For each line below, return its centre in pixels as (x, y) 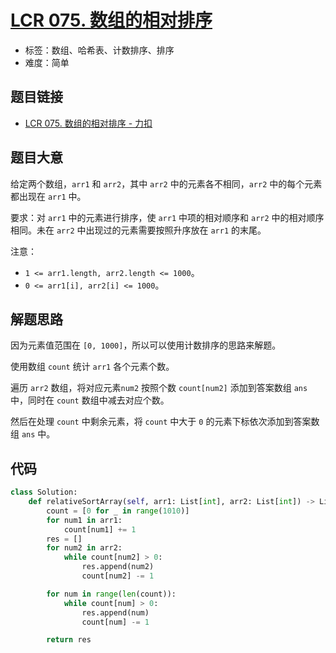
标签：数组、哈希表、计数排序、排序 (99, 50)
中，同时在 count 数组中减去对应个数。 (90, 400)
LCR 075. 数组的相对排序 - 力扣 (88, 123)
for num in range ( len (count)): (111, 594)
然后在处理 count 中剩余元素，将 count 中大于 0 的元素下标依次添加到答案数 (165, 422)
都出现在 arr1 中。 (48, 196)
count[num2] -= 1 (118, 576)
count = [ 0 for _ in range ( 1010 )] (118, 511)
